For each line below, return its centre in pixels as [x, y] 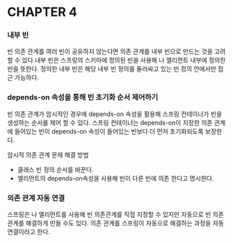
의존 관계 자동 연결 [36, 197]
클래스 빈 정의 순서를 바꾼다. [55, 169]
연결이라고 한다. [29, 232]
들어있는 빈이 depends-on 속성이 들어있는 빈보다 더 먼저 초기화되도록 [109, 131]
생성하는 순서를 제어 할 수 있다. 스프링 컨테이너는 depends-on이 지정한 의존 [110, 122]
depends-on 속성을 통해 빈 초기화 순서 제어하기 [83, 97]
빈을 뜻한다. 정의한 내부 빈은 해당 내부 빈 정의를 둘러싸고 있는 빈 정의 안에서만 [112, 69]
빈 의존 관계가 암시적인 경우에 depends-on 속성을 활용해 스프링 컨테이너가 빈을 [115, 114]
